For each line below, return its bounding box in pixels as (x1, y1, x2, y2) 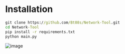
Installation (5, 3, 53, 15)
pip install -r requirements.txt (5, 29, 75, 34)
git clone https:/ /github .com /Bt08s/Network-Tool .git (5, 20, 120, 25)
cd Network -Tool (5, 24, 39, 29)
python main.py (5, 34, 37, 39)
